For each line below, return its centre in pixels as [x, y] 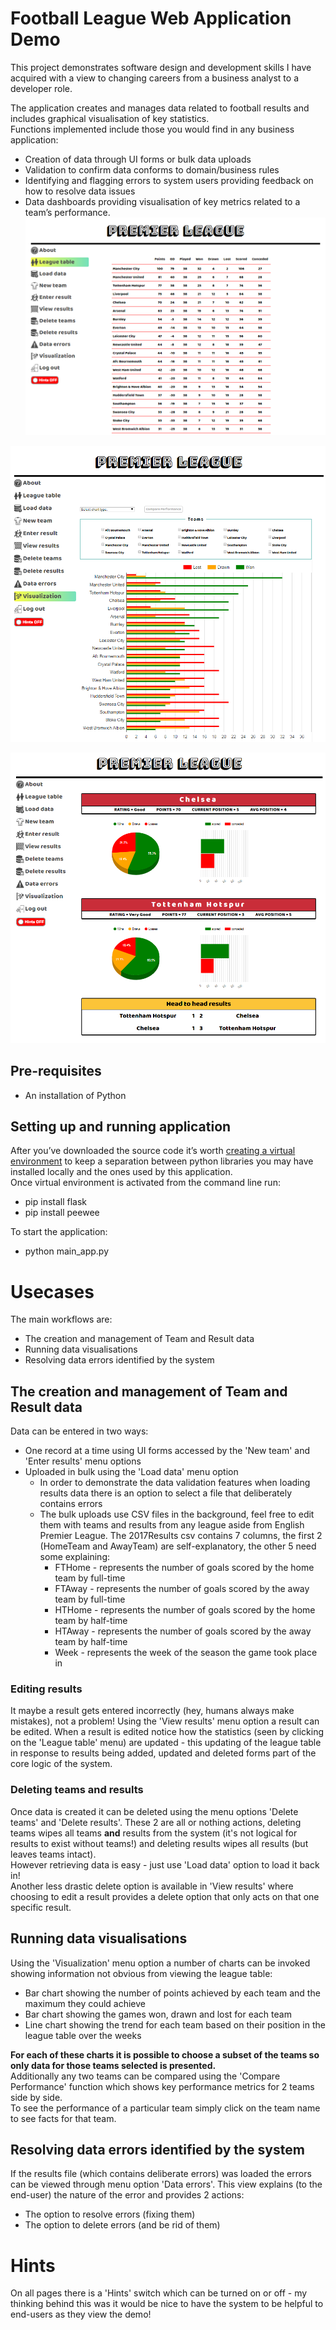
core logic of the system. [61, 1764]
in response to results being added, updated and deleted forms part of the [163, 1753]
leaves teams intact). [53, 1854]
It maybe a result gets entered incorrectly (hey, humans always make [152, 1711]
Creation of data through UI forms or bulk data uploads [138, 159]
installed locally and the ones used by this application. [121, 1172]
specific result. [41, 1907]
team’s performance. [67, 212]
